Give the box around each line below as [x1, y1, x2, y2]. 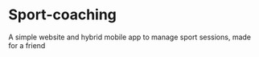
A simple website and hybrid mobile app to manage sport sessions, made [8, 32, 252, 42]
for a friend [8, 40, 46, 50]
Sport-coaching [8, 6, 117, 24]
